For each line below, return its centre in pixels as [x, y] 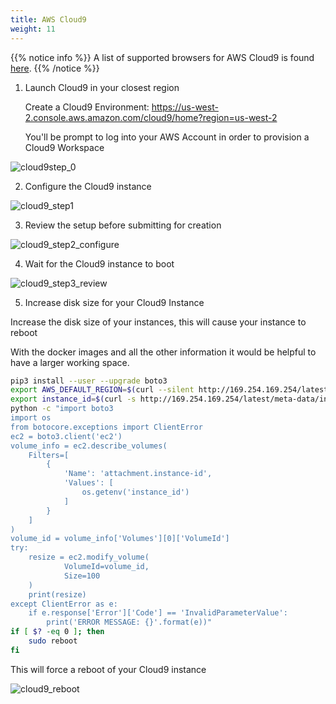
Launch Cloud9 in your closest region [102, 87]
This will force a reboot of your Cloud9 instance [108, 669]
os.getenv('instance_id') [135, 492]
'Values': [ [88, 483]
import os [31, 418]
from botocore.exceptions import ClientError [106, 427]
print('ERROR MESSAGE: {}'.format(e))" [129, 622]
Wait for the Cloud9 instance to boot [99, 263]
